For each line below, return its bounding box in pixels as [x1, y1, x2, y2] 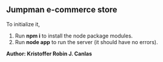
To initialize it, [6, 20, 40, 27]
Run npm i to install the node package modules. [14, 32, 133, 39]
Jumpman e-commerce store [6, 5, 118, 15]
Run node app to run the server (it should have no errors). [14, 38, 158, 45]
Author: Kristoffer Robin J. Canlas [6, 50, 92, 57]
